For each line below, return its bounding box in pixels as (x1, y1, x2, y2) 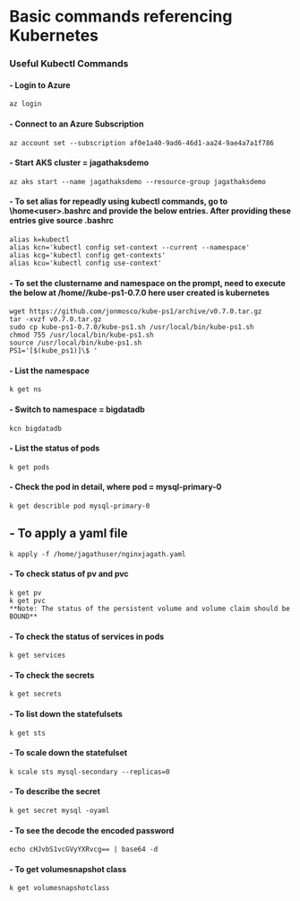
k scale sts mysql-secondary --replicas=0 (9, 767, 170, 776)
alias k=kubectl (9, 235, 70, 244)
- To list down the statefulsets (9, 708, 124, 719)
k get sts (9, 729, 47, 738)
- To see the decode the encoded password (9, 825, 175, 835)
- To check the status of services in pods (9, 631, 165, 642)
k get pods (9, 462, 50, 472)
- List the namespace (9, 365, 90, 376)
